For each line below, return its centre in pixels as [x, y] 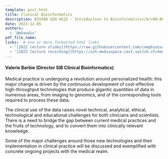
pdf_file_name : [21, 38]
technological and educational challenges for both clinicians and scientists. [82, 115]
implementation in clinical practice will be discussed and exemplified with [81, 146]
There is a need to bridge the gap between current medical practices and [81, 120]
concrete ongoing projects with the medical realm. [57, 151]
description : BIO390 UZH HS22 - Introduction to [57, 19]
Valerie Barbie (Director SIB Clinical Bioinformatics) [59, 67]
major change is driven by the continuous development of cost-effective [79, 84]
